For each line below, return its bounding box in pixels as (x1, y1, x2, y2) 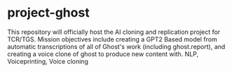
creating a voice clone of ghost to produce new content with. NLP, (7, 50, 198, 58)
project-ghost (7, 5, 90, 21)
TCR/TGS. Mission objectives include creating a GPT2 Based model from (7, 35, 217, 43)
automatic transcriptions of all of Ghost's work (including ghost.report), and (7, 42, 226, 51)
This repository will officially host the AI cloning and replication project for (7, 28, 221, 36)
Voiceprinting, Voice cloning (7, 57, 89, 65)
